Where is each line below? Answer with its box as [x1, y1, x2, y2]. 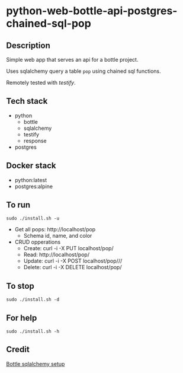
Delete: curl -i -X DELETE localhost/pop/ [23, 264, 122, 271]
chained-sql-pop [6, 17, 92, 30]
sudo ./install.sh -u [6, 215, 60, 222]
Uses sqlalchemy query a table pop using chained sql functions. [6, 68, 161, 75]
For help [6, 313, 37, 323]
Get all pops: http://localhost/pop [14, 226, 96, 233]
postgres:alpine [14, 183, 53, 190]
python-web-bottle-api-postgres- [6, 4, 178, 18]
